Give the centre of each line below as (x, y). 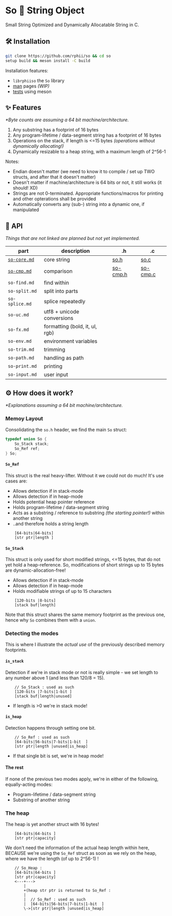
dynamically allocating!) (38, 146)
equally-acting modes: (29, 784)
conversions (59, 318)
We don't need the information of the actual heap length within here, (77, 848)
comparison (58, 271)
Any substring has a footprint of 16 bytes (56, 130)
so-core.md (21, 260)
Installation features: (27, 70)
